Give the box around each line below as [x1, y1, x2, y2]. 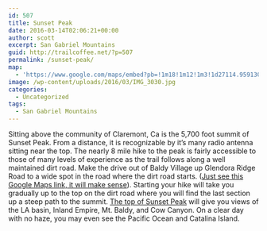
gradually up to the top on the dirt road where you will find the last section [8, 188, 250, 198]
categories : [8, 85, 48, 94]
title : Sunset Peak [8, 19, 73, 27]
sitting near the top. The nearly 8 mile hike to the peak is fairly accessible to [8, 146, 257, 156]
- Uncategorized [15, 93, 69, 101]
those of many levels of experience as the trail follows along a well [8, 155, 226, 164]
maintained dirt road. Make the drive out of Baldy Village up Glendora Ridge [8, 164, 256, 172]
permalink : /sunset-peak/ [8, 56, 94, 64]
